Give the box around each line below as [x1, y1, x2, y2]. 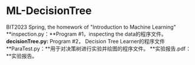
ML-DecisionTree [6, 4, 92, 18]
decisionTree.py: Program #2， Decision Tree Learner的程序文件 [6, 37, 165, 45]
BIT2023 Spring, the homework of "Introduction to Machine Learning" [6, 23, 176, 30]
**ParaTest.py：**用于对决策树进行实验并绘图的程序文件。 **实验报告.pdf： [6, 45, 191, 52]
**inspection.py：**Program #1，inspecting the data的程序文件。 [6, 30, 167, 37]
